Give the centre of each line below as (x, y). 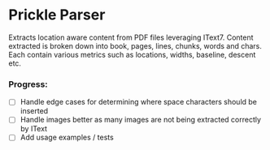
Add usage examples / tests (67, 137)
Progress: (28, 84)
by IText (33, 129)
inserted (34, 111)
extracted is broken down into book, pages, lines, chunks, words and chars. (135, 45)
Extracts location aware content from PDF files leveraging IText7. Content (131, 37)
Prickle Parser (57, 15)
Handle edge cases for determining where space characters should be (139, 102)
